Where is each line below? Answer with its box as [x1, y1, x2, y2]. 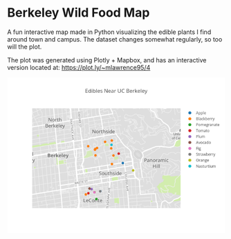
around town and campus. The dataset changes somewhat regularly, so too [7, 35, 223, 43]
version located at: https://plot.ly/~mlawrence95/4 [7, 63, 151, 71]
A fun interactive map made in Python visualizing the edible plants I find [7, 28, 212, 36]
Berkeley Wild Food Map [7, 5, 150, 21]
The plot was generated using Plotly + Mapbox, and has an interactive [7, 55, 207, 64]
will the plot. [7, 42, 42, 51]
